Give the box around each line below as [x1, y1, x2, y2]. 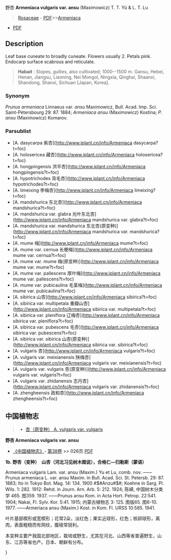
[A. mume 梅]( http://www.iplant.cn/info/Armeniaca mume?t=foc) [12, 240, 149, 246]
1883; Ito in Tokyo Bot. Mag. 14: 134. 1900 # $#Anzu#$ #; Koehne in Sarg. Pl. [5, 480, 164, 486]
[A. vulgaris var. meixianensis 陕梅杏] [12, 354, 91, 361]
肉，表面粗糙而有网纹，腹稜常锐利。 [5, 522, 82, 528]
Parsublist [5, 128, 32, 135]
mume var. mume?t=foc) [12, 264, 65, 270]
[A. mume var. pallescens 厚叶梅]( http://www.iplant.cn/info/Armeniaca [12, 270, 161, 276]
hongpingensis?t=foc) [12, 169, 59, 175]
